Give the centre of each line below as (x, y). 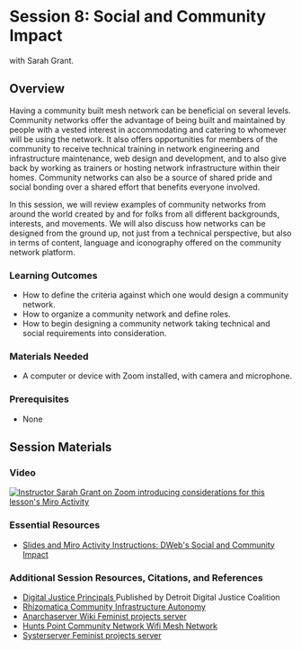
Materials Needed (49, 356)
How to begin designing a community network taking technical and (146, 324)
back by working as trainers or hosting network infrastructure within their (145, 167)
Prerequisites (39, 399)
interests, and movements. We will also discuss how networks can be (138, 223)
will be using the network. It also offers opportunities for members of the (144, 139)
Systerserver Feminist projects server (92, 635)
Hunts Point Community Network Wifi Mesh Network (120, 626)
